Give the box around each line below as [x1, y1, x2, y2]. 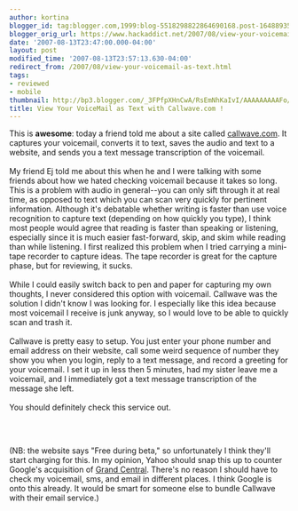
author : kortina [9, 12, 69, 22]
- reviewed [9, 79, 50, 88]
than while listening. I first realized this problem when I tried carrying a [9, 242, 267, 252]
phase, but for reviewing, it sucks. [9, 260, 133, 271]
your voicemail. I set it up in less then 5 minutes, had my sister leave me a [9, 364, 278, 375]
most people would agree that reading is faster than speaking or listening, [9, 223, 279, 234]
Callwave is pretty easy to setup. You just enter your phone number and [9, 336, 271, 347]
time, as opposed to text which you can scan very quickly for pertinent [9, 195, 268, 205]
